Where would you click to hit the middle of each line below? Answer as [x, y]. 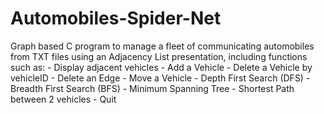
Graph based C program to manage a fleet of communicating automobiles [162, 46]
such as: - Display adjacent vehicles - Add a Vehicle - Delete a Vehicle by [161, 67]
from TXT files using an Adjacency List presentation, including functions [159, 56]
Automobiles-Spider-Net [116, 18]
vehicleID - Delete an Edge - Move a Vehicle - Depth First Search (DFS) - [160, 78]
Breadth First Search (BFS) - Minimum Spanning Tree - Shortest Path [152, 88]
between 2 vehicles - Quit [63, 99]
